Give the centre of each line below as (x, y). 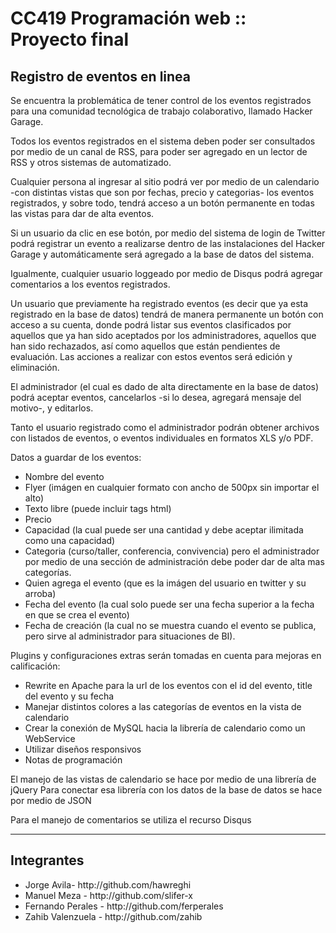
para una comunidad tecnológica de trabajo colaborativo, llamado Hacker (161, 111)
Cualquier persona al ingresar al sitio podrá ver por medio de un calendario (165, 181)
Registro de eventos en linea (101, 76)
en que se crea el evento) (77, 615)
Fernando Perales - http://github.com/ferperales (124, 906)
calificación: (35, 666)
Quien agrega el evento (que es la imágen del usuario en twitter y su (165, 583)
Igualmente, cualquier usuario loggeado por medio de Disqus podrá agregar (166, 273)
